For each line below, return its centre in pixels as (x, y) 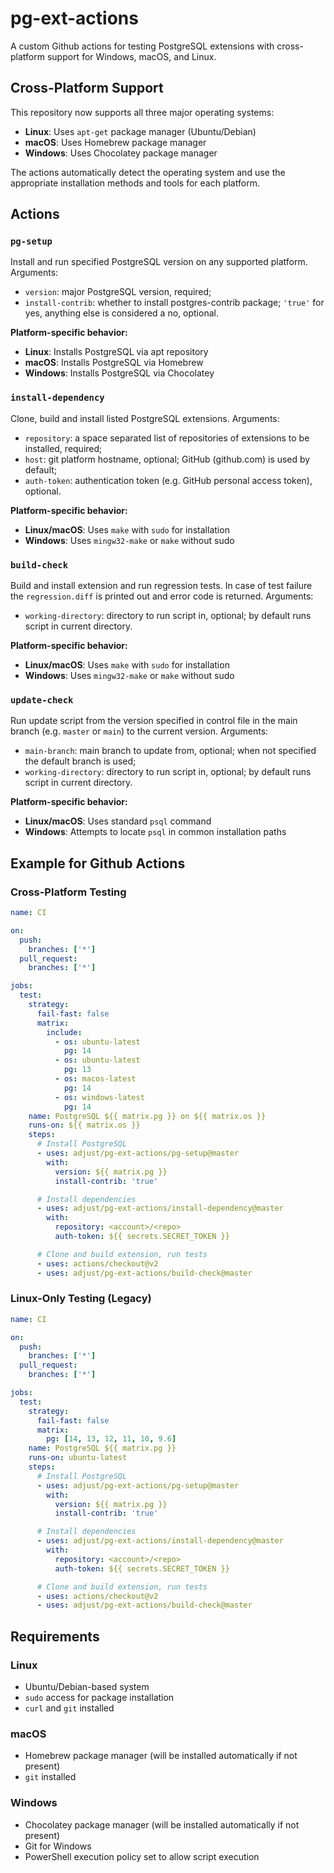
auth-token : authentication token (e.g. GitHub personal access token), (168, 480)
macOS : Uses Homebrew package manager (115, 142)
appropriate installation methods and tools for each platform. (135, 183)
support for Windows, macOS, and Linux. (131, 56)
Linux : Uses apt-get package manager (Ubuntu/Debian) (140, 131)
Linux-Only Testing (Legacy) (81, 1299)
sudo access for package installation (99, 1697)
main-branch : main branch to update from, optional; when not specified (170, 751)
